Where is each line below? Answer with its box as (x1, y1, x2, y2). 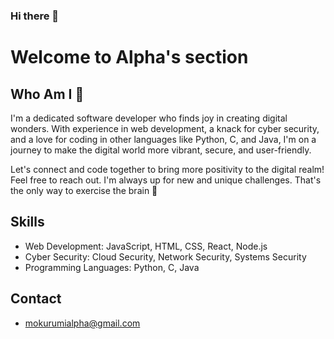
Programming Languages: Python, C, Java (24, 261, 200, 273)
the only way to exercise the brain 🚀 (10, 184, 158, 196)
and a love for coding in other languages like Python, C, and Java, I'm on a (10, 133, 317, 145)
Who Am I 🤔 (10, 85, 85, 103)
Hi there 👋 (10, 9, 60, 23)
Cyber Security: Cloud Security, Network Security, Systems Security (24, 250, 307, 263)
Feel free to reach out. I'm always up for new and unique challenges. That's (10, 174, 322, 186)
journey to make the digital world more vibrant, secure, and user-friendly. (10, 144, 312, 156)
